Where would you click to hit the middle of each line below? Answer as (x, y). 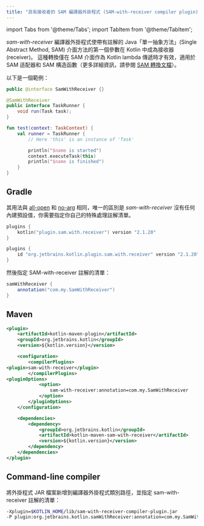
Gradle (19, 192)
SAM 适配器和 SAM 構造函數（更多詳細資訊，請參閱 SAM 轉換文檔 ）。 (93, 65)
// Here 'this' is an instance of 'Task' (81, 139)
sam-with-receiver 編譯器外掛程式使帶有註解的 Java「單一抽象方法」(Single (102, 42)
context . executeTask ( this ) (62, 156)
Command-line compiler (53, 477)
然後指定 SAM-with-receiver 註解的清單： (58, 273)
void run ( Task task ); (44, 111)
